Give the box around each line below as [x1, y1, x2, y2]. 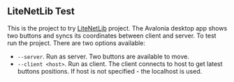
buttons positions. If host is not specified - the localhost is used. [17, 67, 203, 75]
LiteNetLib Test [7, 6, 75, 17]
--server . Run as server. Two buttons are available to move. [17, 52, 190, 60]
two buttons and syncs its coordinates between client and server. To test [7, 31, 217, 40]
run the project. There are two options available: [7, 38, 145, 47]
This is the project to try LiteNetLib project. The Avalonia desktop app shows [7, 24, 228, 32]
